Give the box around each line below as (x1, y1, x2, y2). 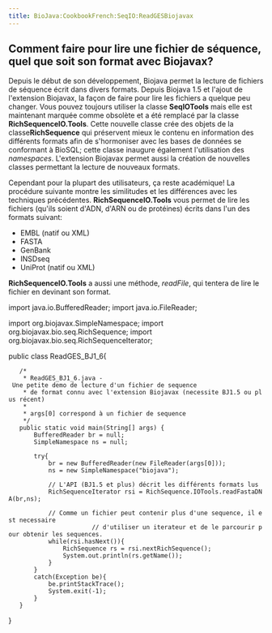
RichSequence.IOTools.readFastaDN (146, 488, 263, 496)
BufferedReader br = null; (33, 431, 125, 439)
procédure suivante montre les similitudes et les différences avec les (8, 187, 237, 196)
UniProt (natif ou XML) (19, 263, 96, 273)
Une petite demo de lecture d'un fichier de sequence (11, 381, 198, 390)
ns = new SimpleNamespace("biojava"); (48, 467, 180, 475)
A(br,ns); (8, 495, 42, 503)
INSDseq (19, 254, 50, 264)
